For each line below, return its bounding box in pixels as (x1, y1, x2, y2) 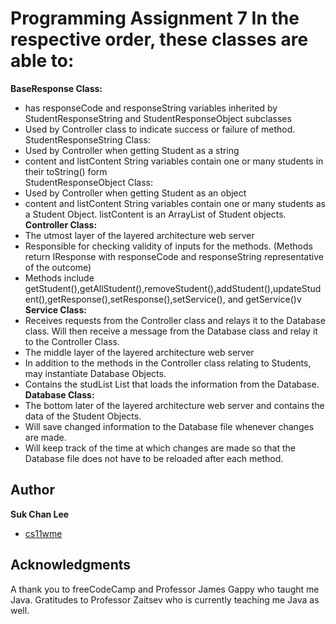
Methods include (24, 272, 95, 284)
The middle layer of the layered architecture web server (24, 346, 255, 358)
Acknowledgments (10, 557, 132, 574)
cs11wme (24, 527, 63, 539)
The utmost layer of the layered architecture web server (24, 229, 255, 241)
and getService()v (227, 293, 302, 305)
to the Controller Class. (24, 335, 120, 347)
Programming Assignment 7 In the (10, 7, 300, 30)
